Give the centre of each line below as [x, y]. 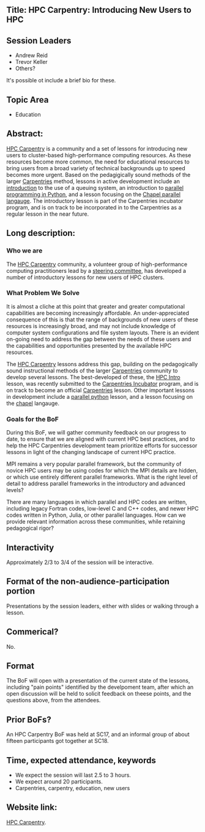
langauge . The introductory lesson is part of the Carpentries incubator [95, 201]
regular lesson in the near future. [48, 214]
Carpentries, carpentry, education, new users [73, 788]
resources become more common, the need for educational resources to [98, 162]
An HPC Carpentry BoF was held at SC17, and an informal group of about [98, 734]
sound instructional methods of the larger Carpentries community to [92, 371]
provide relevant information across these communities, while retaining [96, 522]
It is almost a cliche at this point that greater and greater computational [96, 306]
